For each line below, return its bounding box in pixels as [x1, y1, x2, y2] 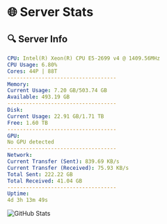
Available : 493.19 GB [7, 94, 70, 101]
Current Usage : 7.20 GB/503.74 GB [7, 87, 108, 94]
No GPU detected [7, 139, 54, 146]
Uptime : [7, 190, 30, 198]
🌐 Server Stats [7, 4, 94, 20]
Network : [7, 152, 33, 159]
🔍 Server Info [7, 33, 68, 45]
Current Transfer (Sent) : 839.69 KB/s [7, 158, 120, 165]
